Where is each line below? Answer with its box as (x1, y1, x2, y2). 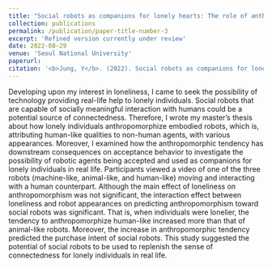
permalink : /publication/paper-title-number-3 (8, 27, 168, 35)
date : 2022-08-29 (8, 42, 67, 50)
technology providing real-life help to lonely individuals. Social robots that (8, 95, 254, 105)
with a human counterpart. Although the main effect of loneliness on (8, 181, 236, 191)
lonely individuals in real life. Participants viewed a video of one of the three (8, 164, 261, 174)
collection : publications (8, 19, 96, 28)
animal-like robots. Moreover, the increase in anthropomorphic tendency (8, 224, 250, 234)
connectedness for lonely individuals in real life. (8, 250, 168, 260)
